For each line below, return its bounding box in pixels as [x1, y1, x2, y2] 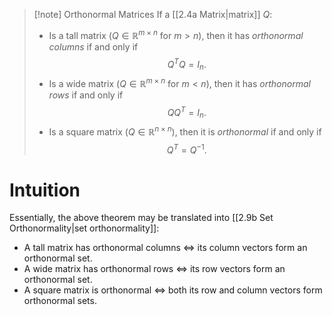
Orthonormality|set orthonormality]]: [9, 222, 160, 234]
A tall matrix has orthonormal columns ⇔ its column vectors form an [23, 242, 308, 254]
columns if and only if [48, 40, 139, 53]
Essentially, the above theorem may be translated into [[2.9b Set [9, 212, 274, 224]
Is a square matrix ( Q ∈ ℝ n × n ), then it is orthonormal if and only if [48, 124, 322, 138]
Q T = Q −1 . [166, 142, 207, 156]
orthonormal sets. [23, 295, 97, 307]
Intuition [9, 179, 81, 201]
